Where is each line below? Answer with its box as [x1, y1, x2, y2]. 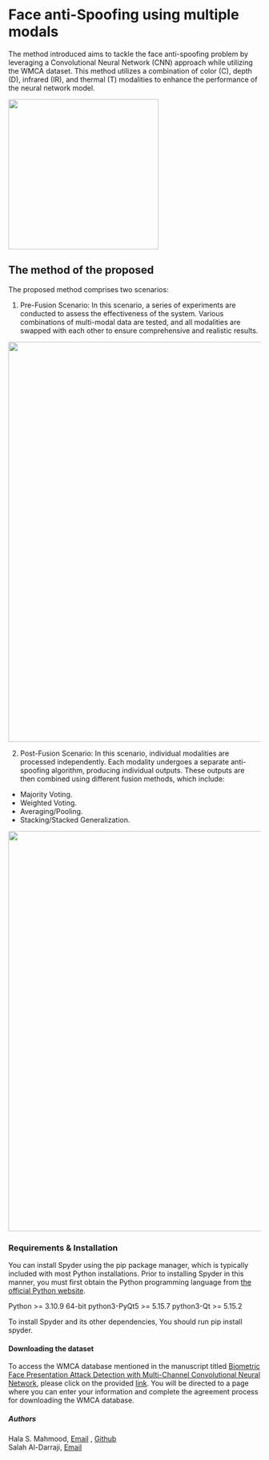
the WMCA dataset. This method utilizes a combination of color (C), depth [8, 66, 252, 75]
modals [8, 22, 58, 41]
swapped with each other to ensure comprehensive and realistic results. [19, 326, 259, 335]
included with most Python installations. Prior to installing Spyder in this [8, 1269, 244, 1278]
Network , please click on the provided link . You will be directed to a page [8, 1378, 250, 1388]
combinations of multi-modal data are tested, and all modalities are [19, 317, 241, 327]
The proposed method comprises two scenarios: [8, 284, 170, 294]
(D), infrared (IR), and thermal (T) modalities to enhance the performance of [8, 74, 258, 84]
